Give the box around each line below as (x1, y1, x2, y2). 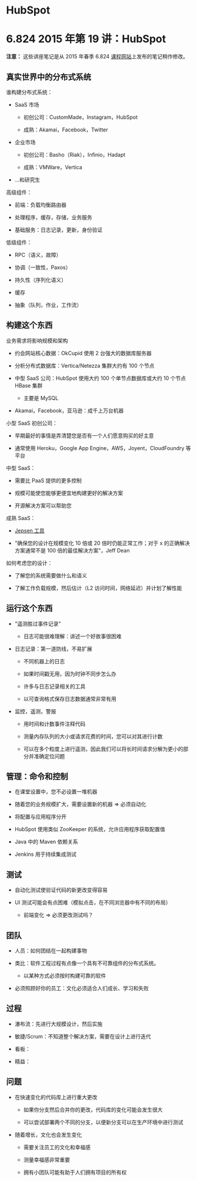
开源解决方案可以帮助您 (14, 502, 72, 509)
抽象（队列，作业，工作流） (14, 301, 82, 308)
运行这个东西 (6, 603, 53, 613)
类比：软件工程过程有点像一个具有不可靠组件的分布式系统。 (14, 960, 159, 967)
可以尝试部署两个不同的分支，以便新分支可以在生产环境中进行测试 (23, 1119, 183, 1126)
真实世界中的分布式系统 (6, 72, 91, 82)
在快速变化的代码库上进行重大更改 (14, 1093, 98, 1100)
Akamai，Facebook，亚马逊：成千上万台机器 (14, 407, 124, 414)
